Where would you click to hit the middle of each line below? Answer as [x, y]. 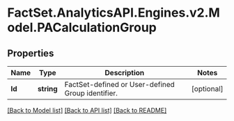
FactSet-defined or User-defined [120, 84]
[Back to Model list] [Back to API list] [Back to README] [87, 110]
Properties [31, 53]
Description [125, 73]
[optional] [207, 89]
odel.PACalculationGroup [82, 27]
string [47, 89]
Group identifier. [91, 93]
